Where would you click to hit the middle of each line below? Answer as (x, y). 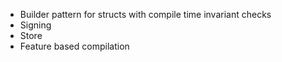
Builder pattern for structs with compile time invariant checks (145, 14)
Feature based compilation (74, 46)
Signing (35, 25)
